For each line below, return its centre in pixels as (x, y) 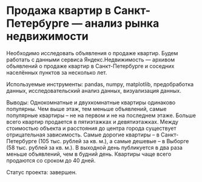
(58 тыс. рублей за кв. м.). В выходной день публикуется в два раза (95, 147)
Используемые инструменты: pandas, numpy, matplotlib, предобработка (100, 84)
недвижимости (48, 36)
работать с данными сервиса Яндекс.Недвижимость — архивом (90, 59)
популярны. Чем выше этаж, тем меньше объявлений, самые (86, 109)
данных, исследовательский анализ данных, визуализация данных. (94, 90)
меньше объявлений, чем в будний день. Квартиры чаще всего (89, 154)
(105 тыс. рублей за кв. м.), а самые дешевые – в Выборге (114, 141)
